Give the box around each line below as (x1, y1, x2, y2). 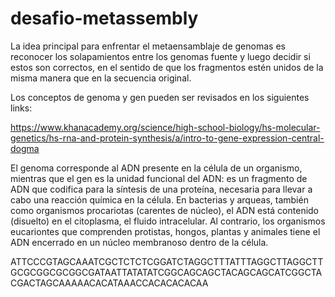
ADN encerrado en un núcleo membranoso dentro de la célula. (10, 236, 269, 248)
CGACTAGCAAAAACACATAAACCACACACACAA (10, 277, 209, 289)
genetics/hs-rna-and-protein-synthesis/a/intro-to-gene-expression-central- (10, 132, 325, 144)
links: (10, 102, 33, 114)
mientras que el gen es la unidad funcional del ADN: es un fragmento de (10, 172, 308, 184)
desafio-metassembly (10, 7, 199, 30)
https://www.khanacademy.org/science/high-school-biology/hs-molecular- (10, 121, 321, 133)
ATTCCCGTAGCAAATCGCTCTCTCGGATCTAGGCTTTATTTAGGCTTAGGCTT (10, 255, 324, 267)
